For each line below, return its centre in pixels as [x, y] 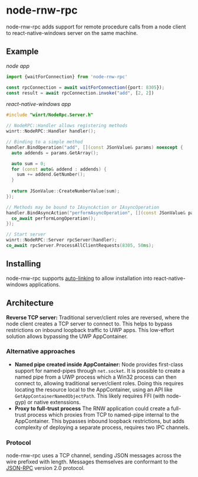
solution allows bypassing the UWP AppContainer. [67, 336]
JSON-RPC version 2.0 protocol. [45, 468]
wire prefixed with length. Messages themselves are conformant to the [92, 462]
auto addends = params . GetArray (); [55, 153]
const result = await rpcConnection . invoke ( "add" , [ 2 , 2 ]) [80, 93]
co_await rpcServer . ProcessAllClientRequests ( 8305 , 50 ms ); [80, 246]
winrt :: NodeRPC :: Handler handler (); [51, 131]
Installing [24, 264]
